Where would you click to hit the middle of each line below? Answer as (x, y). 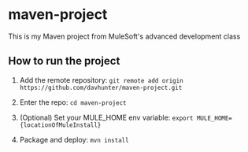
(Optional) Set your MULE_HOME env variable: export (107, 117)
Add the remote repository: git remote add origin (101, 80)
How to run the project (64, 61)
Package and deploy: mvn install (74, 139)
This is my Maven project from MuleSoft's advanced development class (124, 36)
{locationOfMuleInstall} (60, 125)
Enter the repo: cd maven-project (73, 102)
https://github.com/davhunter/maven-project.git (101, 87)
